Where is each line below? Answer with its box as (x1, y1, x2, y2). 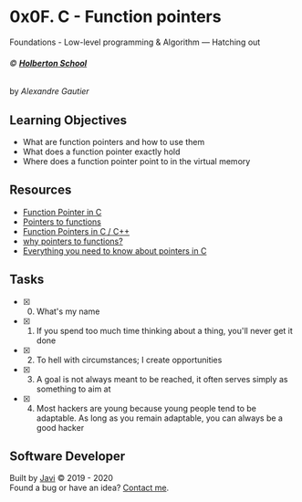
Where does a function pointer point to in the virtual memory (22, 155, 251, 166)
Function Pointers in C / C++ (22, 225, 130, 236)
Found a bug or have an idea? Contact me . (9, 482, 170, 494)
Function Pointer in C (22, 206, 102, 217)
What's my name (36, 306, 100, 317)
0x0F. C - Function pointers (9, 6, 222, 27)
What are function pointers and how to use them (22, 136, 205, 147)
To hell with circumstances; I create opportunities (36, 354, 223, 365)
